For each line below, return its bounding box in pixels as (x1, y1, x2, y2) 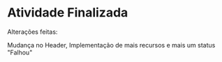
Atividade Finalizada (7, 5, 128, 21)
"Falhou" (7, 48, 33, 56)
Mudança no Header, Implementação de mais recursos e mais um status (7, 41, 216, 49)
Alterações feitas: (7, 28, 58, 36)
